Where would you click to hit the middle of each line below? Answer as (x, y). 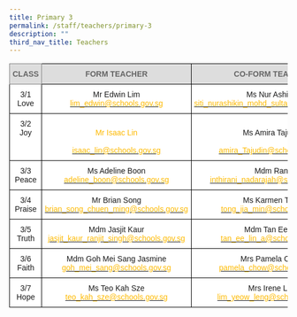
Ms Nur (259, 95)
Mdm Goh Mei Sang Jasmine (116, 259)
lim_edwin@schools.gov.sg (117, 104)
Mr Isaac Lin (117, 133)
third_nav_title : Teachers (59, 42)
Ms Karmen (263, 201)
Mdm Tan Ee (266, 230)
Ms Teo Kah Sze (116, 288)
